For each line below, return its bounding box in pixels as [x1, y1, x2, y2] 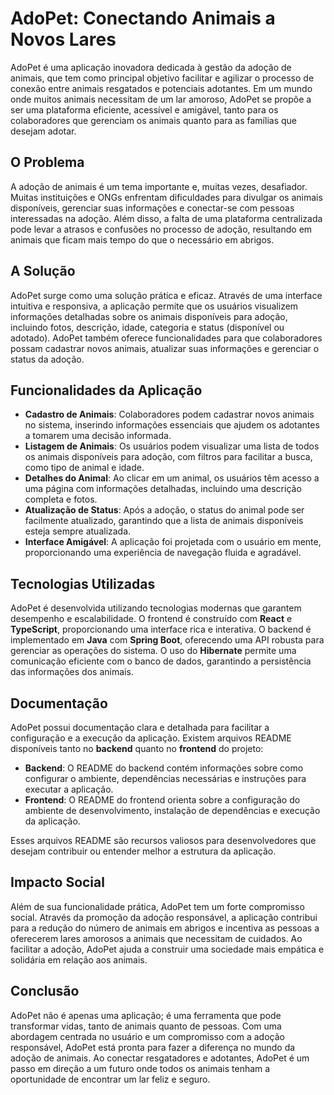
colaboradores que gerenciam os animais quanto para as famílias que [10, 114, 297, 126]
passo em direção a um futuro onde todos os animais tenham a [10, 1062, 271, 1074]
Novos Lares [10, 28, 117, 51]
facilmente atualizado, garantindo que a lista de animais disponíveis [24, 515, 304, 527]
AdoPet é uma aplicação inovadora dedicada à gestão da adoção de [10, 61, 292, 73]
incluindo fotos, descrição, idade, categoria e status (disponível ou [10, 321, 285, 333]
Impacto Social [10, 874, 105, 891]
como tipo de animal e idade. [24, 462, 145, 474]
